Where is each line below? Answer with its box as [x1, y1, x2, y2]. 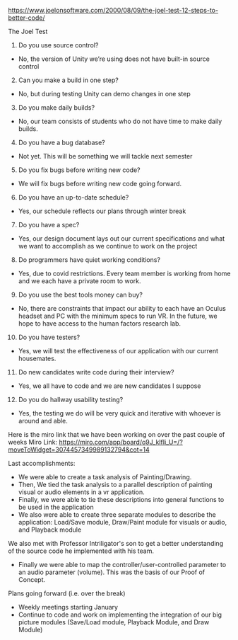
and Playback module [18, 525, 82, 534]
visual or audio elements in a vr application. [18, 488, 145, 496]
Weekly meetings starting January [18, 603, 119, 611]
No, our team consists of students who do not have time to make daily [18, 117, 222, 125]
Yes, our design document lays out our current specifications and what [18, 234, 225, 243]
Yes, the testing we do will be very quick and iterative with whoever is [18, 409, 221, 417]
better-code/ [8, 13, 45, 22]
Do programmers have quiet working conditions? [18, 256, 161, 264]
